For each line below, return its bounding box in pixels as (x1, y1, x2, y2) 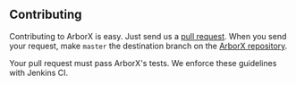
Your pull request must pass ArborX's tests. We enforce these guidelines (9, 57, 277, 68)
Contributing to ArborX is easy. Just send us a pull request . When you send (9, 30, 287, 41)
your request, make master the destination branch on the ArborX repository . (9, 40, 288, 51)
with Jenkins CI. (9, 67, 69, 78)
